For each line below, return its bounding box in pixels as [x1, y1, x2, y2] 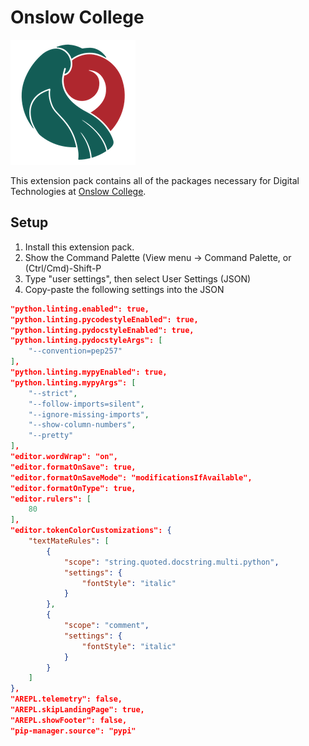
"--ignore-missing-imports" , [28, 409, 150, 420]
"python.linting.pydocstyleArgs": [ [10, 336, 163, 346]
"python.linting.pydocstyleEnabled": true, [10, 325, 195, 335]
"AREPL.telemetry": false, [10, 694, 123, 705]
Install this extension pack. [24, 241, 135, 253]
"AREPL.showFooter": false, [10, 715, 128, 725]
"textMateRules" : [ [28, 536, 110, 546]
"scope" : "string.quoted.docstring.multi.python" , [63, 557, 280, 567]
